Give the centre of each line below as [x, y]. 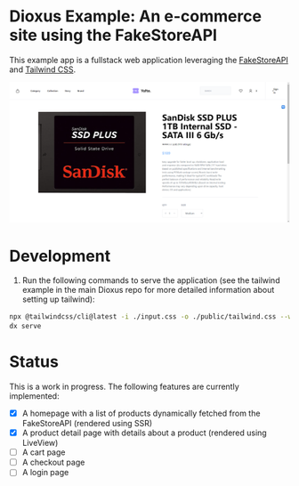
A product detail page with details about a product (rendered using [144, 433]
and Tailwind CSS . [43, 69]
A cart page [44, 452]
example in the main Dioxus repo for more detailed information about [148, 290]
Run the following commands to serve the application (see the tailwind [151, 280]
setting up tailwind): [58, 299]
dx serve [25, 327]
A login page [45, 473]
